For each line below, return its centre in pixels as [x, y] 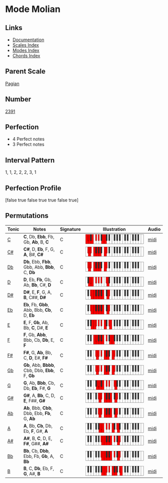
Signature [70, 229]
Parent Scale [25, 71]
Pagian [12, 83]
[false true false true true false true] [42, 200]
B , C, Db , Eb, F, [39, 468]
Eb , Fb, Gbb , [36, 305]
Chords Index [26, 56]
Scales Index [25, 45]
